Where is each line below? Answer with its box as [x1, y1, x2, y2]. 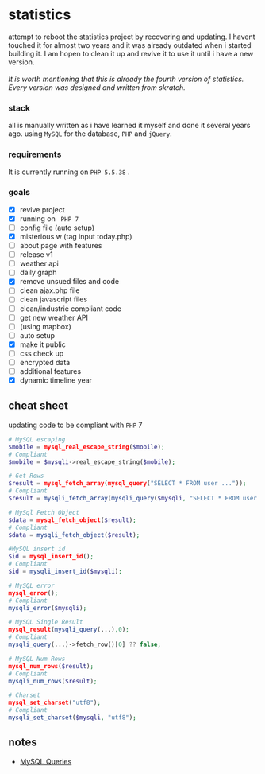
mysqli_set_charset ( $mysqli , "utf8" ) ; [8, 714, 136, 721]
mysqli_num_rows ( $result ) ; [8, 677, 98, 685]
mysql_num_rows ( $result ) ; [8, 662, 94, 670]
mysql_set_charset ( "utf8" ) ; [8, 698, 102, 707]
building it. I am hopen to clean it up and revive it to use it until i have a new [8, 49, 254, 58]
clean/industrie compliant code [19, 304, 121, 313]
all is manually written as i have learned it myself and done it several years [8, 121, 251, 130]
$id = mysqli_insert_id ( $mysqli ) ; [8, 567, 123, 576]
